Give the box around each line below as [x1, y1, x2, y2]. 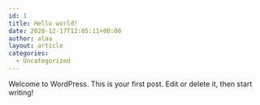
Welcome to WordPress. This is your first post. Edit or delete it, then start [8, 78, 253, 89]
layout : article [8, 42, 63, 50]
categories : [8, 49, 49, 57]
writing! [8, 87, 34, 97]
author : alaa [8, 34, 53, 43]
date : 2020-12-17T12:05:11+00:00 [8, 27, 122, 35]
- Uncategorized [15, 57, 71, 65]
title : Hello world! [8, 19, 79, 27]
